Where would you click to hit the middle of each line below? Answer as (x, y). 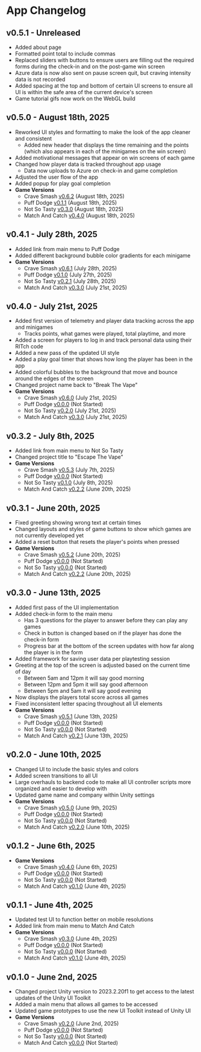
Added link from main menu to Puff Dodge (67, 249)
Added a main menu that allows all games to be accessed (86, 1004)
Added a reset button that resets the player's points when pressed (97, 542)
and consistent (33, 138)
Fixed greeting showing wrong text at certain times (78, 523)
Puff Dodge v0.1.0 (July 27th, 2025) (68, 275)
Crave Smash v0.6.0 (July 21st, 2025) (70, 398)
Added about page (38, 47)
